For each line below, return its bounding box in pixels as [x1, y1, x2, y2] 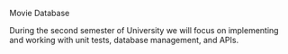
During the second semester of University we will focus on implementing [9, 25, 279, 35]
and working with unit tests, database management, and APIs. [9, 35, 239, 45]
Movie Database [9, 8, 70, 18]
